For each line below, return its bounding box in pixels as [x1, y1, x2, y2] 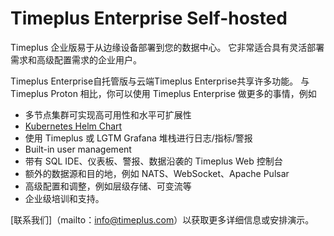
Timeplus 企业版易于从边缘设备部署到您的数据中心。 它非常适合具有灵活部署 [10, 41, 325, 53]
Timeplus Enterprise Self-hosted [10, 7, 288, 30]
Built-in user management [24, 143, 132, 155]
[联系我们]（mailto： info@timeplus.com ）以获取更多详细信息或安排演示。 [10, 213, 315, 226]
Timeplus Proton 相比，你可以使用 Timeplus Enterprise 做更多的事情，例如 [10, 87, 317, 99]
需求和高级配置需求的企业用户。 [10, 53, 142, 66]
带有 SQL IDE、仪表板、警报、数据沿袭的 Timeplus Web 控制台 [24, 155, 283, 167]
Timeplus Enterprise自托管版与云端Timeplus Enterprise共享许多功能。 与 [10, 75, 310, 87]
